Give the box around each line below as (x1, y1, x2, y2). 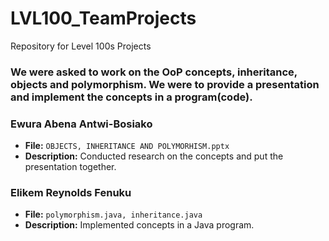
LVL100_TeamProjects (10, 7, 197, 30)
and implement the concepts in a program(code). (10, 90, 253, 104)
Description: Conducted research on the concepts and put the (24, 150, 284, 162)
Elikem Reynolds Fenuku (10, 186, 132, 200)
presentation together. (24, 161, 117, 173)
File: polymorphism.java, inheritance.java (24, 208, 203, 221)
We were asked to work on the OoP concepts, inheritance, (10, 65, 298, 79)
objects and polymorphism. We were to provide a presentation (10, 77, 320, 91)
